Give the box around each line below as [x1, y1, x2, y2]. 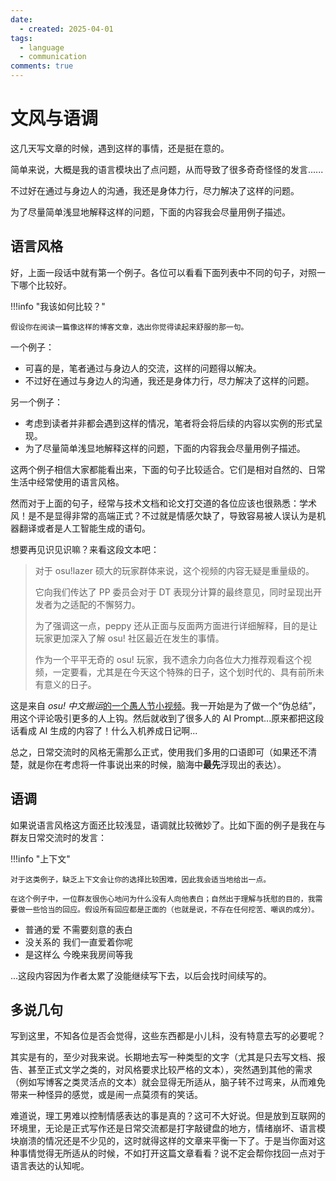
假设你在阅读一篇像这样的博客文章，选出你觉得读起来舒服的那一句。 [10, 322, 249, 332]
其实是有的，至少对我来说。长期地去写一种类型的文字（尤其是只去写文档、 [10, 1051, 317, 1063]
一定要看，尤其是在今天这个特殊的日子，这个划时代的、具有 [52, 666, 298, 678]
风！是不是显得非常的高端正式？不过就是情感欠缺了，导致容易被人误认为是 [10, 509, 317, 521]
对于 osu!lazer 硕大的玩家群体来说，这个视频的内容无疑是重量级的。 [34, 564, 315, 576]
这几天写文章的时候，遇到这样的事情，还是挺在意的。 [10, 142, 230, 154]
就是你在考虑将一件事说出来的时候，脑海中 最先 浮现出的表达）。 [27, 758, 287, 770]
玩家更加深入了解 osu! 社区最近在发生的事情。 [34, 632, 225, 644]
